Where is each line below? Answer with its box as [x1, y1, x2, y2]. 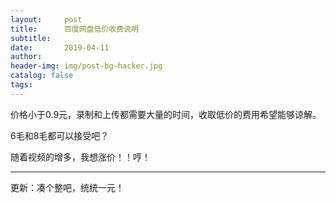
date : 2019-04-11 [10, 42, 110, 53]
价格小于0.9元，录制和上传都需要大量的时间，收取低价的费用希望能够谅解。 [10, 108, 322, 120]
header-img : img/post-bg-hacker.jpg [10, 61, 163, 71]
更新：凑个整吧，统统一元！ [10, 181, 125, 193]
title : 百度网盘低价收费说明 [10, 24, 139, 34]
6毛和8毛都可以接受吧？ [10, 129, 110, 141]
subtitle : [10, 33, 52, 43]
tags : [10, 80, 33, 90]
